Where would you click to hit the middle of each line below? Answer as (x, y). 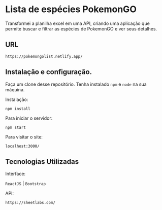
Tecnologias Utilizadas (42, 162)
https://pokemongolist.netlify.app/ (44, 56)
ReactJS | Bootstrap (26, 184)
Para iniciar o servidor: (29, 118)
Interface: (15, 174)
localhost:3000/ (22, 146)
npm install (18, 109)
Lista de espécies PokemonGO (71, 9)
